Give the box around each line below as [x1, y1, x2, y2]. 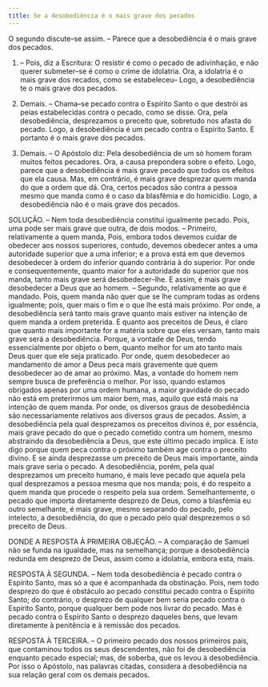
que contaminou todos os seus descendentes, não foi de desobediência [8, 644, 246, 653]
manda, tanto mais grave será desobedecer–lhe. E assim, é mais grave [8, 274, 242, 284]
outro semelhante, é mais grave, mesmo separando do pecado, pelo [8, 504, 234, 513]
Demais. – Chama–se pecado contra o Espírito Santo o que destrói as [19, 98, 248, 108]
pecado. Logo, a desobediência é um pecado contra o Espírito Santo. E [19, 124, 254, 134]
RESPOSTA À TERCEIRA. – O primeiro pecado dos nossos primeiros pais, [8, 636, 250, 645]
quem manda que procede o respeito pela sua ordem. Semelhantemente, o [8, 487, 256, 496]
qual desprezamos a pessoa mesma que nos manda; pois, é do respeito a [8, 478, 251, 488]
